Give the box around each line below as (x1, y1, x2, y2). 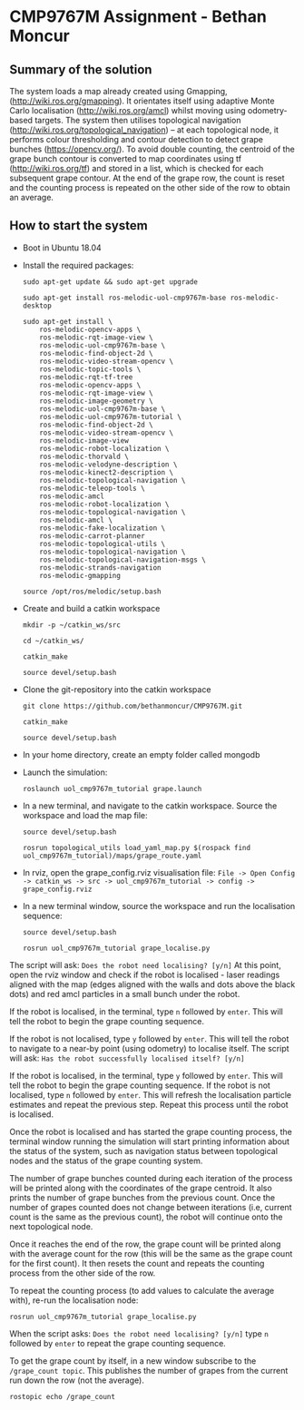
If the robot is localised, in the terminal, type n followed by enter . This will (9, 1005, 283, 1017)
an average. (9, 192, 54, 202)
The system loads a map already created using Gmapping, (9, 86, 229, 96)
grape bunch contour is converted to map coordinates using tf (9, 153, 242, 164)
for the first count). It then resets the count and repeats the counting (9, 1258, 265, 1268)
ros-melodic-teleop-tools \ (39, 484, 145, 493)
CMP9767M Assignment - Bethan (9, 6, 268, 27)
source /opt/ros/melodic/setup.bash (22, 587, 162, 596)
